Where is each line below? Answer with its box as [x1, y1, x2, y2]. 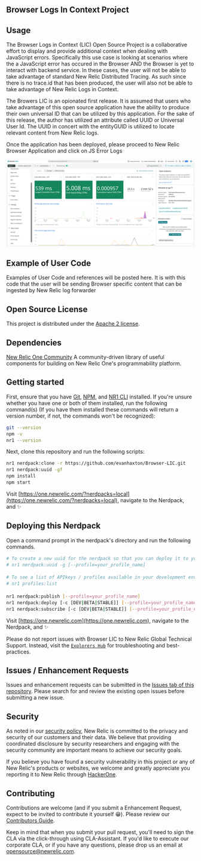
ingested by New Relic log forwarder [6, 287, 96, 294]
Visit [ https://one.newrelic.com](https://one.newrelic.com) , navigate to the [6, 617, 190, 624]
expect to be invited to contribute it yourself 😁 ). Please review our [6, 811, 170, 818]
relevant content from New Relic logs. [6, 129, 99, 137]
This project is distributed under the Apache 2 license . [6, 320, 140, 328]
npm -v [6, 431, 23, 437]
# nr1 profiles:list [6, 581, 58, 587]
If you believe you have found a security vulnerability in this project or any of [6, 758, 195, 766]
